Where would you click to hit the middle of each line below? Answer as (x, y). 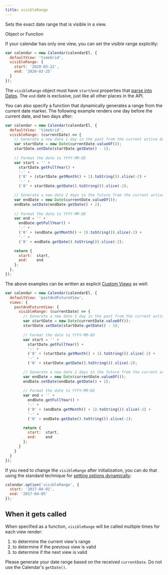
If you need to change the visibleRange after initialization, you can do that (81, 470)
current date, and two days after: (39, 116)
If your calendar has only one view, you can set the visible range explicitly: (82, 44)
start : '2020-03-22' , (36, 67)
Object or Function (24, 34)
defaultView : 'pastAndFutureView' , (47, 298)
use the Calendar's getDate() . (36, 567)
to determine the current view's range (51, 541)
